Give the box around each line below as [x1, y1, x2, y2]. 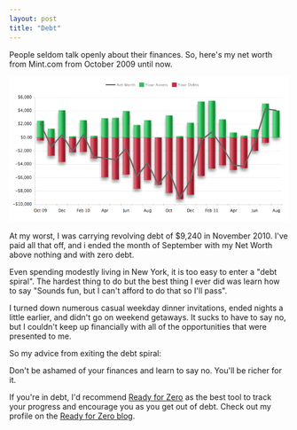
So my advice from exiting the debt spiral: [9, 348, 162, 359]
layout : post [9, 14, 58, 23]
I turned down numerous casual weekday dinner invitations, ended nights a [9, 302, 284, 314]
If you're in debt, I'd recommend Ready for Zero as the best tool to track [9, 392, 272, 403]
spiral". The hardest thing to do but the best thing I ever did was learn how [9, 276, 280, 287]
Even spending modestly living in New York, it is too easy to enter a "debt [9, 267, 277, 278]
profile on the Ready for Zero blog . [9, 410, 136, 421]
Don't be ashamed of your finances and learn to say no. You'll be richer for [9, 365, 282, 376]
